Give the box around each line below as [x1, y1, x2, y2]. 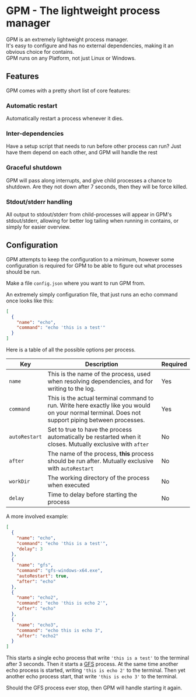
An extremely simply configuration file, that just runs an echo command [6, 291, 178, 298]
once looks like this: [6, 297, 54, 304]
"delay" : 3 [16, 546, 43, 552]
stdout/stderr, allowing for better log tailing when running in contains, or [6, 217, 179, 224]
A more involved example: [6, 513, 69, 520]
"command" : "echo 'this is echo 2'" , [16, 601, 108, 606]
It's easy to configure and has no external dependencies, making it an [6, 42, 174, 49]
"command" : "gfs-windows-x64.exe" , [16, 568, 103, 574]
